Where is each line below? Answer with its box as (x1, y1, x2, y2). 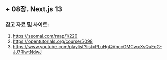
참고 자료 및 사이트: (5, 21, 49, 28)
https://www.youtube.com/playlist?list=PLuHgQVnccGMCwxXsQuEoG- (12, 43, 162, 49)
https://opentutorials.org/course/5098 (12, 38, 93, 44)
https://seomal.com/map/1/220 (12, 33, 78, 39)
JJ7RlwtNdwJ (12, 49, 42, 55)
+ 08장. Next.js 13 (5, 5, 63, 14)
